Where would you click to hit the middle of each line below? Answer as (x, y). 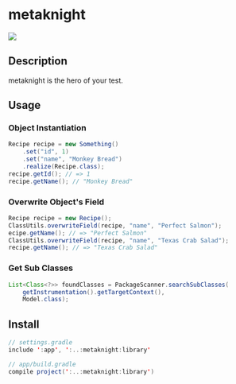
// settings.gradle (41, 343)
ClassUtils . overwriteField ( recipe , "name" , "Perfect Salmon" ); (115, 225)
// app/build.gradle (43, 364)
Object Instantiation (47, 128)
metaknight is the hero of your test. (66, 80)
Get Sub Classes (41, 268)
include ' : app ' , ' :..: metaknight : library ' (79, 350)
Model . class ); (46, 300)
